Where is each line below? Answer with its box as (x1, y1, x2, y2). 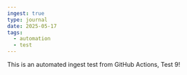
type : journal (7, 16, 48, 23)
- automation (13, 35, 51, 42)
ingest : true (7, 10, 45, 17)
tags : (7, 29, 23, 36)
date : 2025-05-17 (7, 22, 57, 29)
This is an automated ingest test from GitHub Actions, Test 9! (7, 61, 181, 68)
